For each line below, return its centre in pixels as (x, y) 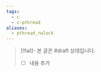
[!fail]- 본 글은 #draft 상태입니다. (58, 51)
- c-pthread (26, 22)
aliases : (17, 28)
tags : (13, 11)
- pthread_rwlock (33, 33)
